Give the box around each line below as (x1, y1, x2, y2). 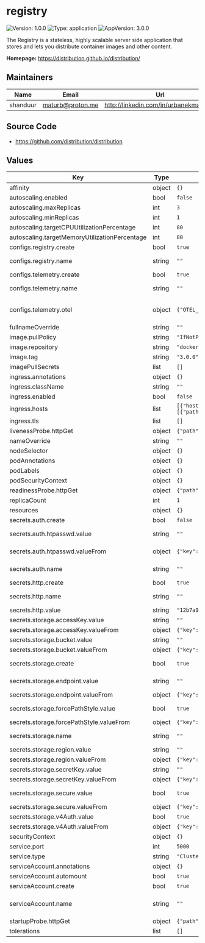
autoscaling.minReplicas (9, 213, 79, 222)
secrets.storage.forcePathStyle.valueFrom (9, 718, 130, 726)
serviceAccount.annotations (9, 862, 90, 870)
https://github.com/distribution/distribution (15, 137, 123, 145)
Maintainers (6, 72, 54, 83)
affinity (9, 184, 29, 192)
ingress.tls (9, 417, 39, 425)
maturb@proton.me (42, 101, 99, 109)
